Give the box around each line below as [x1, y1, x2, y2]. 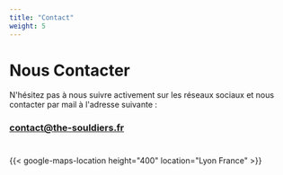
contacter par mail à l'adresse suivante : [9, 100, 158, 110]
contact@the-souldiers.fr [9, 122, 125, 135]
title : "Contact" [9, 13, 75, 22]
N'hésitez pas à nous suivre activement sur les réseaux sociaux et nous [9, 90, 275, 101]
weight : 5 [9, 22, 47, 31]
